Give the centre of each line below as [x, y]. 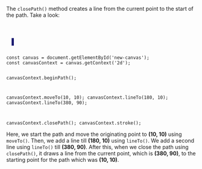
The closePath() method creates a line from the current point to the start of [100, 9]
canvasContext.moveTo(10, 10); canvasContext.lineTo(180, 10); [87, 97]
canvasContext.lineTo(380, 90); [47, 103]
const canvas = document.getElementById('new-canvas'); [78, 58]
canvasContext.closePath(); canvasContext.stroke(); [74, 123]
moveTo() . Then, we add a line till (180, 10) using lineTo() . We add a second [100, 140]
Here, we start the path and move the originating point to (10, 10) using [94, 134]
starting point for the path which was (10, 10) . [63, 159]
